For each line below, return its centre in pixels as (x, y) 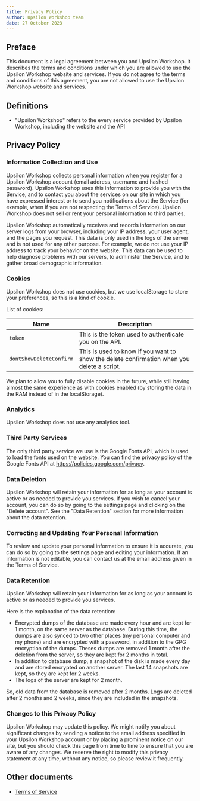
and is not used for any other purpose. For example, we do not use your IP (97, 244)
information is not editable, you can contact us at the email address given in (99, 559)
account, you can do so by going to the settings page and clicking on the (96, 505)
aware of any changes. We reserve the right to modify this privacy (87, 752)
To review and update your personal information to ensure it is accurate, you (100, 546)
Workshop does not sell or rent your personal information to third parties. (96, 213)
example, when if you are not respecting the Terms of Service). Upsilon (94, 207)
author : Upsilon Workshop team (45, 17)
